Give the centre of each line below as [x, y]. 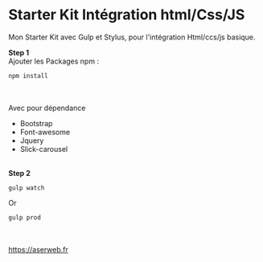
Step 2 [19, 173]
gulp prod [25, 217]
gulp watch [27, 188]
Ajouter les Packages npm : [53, 61]
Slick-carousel [44, 149]
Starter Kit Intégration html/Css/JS [127, 15]
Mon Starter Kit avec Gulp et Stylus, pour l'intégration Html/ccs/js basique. [132, 37]
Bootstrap [36, 123]
